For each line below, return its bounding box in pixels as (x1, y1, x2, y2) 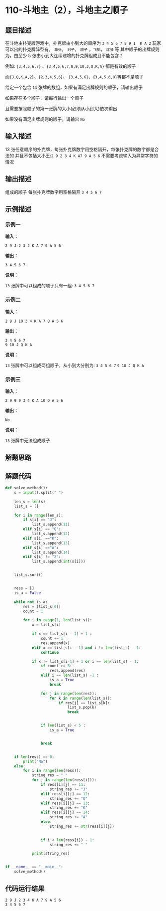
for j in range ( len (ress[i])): (31, 777, 97, 783)
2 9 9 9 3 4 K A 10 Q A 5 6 (5, 398, 64, 403)
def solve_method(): (5, 486, 48, 491)
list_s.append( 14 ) (31, 549, 70, 555)
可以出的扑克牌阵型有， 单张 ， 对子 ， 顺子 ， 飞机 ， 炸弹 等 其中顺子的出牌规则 (5, 46, 160, 52)
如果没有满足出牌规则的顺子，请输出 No (5, 116, 85, 122)
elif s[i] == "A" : (23, 545, 59, 550)
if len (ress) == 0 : (14, 754, 55, 759)
